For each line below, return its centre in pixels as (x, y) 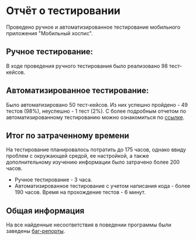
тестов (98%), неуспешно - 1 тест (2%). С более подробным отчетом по (96, 111)
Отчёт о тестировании (63, 11)
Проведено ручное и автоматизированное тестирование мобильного (93, 27)
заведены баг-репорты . (36, 231)
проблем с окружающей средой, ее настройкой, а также (78, 156)
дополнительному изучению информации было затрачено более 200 (93, 162)
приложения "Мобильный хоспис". (49, 33)
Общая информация (45, 210)
